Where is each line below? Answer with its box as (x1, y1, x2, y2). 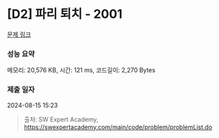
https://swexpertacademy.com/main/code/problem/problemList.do (23, 123, 213, 131)
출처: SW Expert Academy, (23, 115, 99, 124)
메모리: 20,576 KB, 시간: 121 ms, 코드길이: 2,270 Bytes (7, 66, 156, 74)
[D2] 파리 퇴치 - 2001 (7, 6, 123, 22)
